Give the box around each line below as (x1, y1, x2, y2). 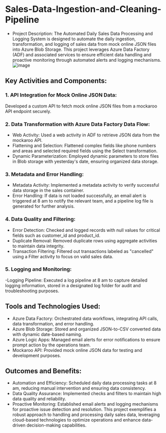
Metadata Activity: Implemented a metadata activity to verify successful (12, 182, 160, 188)
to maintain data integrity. (12, 243, 65, 249)
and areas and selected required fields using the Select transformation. (12, 148, 158, 154)
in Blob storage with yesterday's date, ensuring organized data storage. (12, 158, 159, 164)
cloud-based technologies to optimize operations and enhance (12, 417, 141, 423)
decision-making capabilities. (26, 422, 87, 429)
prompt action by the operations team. (12, 342, 91, 348)
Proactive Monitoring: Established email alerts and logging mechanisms (12, 401, 159, 407)
